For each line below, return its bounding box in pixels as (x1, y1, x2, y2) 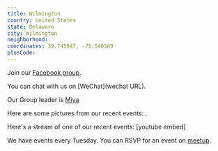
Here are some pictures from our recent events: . (7, 109, 148, 117)
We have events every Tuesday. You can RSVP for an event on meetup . (7, 136, 212, 144)
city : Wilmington (7, 29, 58, 37)
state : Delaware (7, 23, 54, 30)
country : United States (7, 17, 77, 24)
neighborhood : (7, 36, 49, 43)
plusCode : (7, 50, 36, 57)
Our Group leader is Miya (7, 95, 79, 103)
